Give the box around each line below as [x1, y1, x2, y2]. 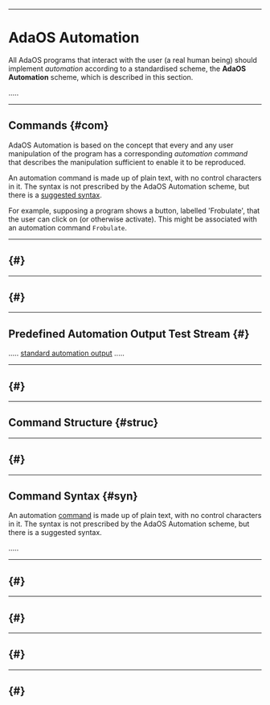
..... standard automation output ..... [8, 348, 125, 359]
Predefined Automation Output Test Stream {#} [8, 327, 250, 341]
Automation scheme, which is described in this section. [8, 72, 194, 81]
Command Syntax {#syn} [8, 489, 138, 504]
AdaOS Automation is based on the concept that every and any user [8, 140, 234, 150]
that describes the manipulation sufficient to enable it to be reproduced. [8, 157, 247, 167]
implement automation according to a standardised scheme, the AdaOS [8, 64, 247, 73]
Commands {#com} [8, 118, 109, 133]
